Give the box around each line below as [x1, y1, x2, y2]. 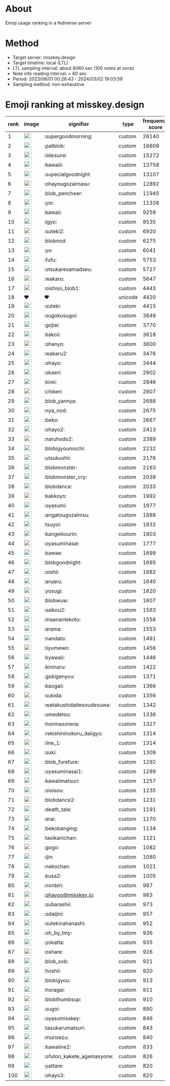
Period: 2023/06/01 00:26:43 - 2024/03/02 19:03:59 [12, 75, 123, 82]
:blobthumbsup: [44, 996, 82, 1003]
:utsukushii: [44, 454, 71, 461]
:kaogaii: [44, 682, 64, 689]
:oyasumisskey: [44, 1015, 81, 1022]
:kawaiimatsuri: [44, 777, 80, 784]
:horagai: [44, 986, 65, 993]
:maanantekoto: [44, 616, 81, 623]
